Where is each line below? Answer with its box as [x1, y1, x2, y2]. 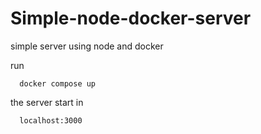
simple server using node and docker [10, 40, 164, 52]
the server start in [10, 96, 84, 108]
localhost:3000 [19, 115, 83, 126]
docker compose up [19, 78, 97, 89]
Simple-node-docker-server [10, 7, 252, 30]
